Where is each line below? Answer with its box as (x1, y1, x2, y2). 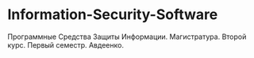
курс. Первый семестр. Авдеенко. (7, 40, 125, 49)
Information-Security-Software (7, 6, 218, 24)
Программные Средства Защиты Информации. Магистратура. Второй (7, 32, 247, 41)
